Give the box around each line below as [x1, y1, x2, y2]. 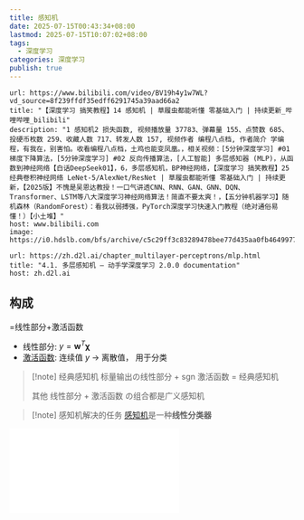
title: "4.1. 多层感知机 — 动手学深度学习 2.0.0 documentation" [9, 260, 241, 269]
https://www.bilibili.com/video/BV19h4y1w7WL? [29, 88, 208, 98]
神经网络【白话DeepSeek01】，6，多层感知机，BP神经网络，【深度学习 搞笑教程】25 [22, 164, 290, 173]
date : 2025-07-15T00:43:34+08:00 [9, 22, 136, 31]
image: [9, 227, 34, 236]
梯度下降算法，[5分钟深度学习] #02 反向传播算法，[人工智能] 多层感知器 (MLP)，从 [9, 154, 288, 163]
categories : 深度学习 [9, 55, 86, 64]
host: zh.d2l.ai [9, 269, 71, 278]
